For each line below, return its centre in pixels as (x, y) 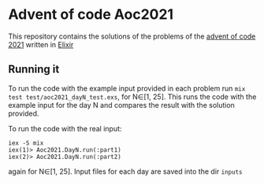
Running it (34, 70)
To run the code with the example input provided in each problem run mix (127, 88)
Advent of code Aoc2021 (91, 15)
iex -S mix (26, 143)
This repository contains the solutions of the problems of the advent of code (132, 36)
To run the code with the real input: (65, 128)
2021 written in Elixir (41, 44)
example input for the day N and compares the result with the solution (121, 105)
